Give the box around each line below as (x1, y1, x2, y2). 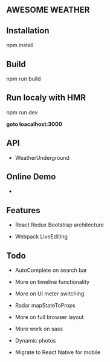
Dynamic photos (15, 337, 56, 344)
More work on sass (15, 325, 63, 332)
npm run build (6, 75, 41, 82)
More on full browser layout (15, 314, 84, 321)
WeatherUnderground (15, 154, 70, 161)
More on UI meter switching (15, 290, 85, 297)
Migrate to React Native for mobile (15, 349, 101, 356)
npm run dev (6, 108, 38, 116)
